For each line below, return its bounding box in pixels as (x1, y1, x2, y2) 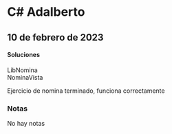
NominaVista (7, 73, 43, 81)
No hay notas (7, 120, 45, 128)
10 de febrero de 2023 (7, 32, 104, 43)
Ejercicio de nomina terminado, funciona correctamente (7, 87, 165, 95)
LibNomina (7, 66, 38, 74)
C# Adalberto (7, 4, 85, 20)
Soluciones (7, 51, 40, 59)
